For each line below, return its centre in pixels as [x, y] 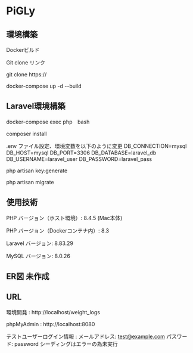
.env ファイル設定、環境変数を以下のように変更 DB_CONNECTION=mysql [96, 146]
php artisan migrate [30, 182]
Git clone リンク [26, 63]
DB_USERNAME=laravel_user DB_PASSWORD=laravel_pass [79, 159]
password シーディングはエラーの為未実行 [66, 343]
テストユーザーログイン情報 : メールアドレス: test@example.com [86, 336]
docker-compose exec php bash [48, 122]
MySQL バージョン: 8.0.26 [38, 256]
